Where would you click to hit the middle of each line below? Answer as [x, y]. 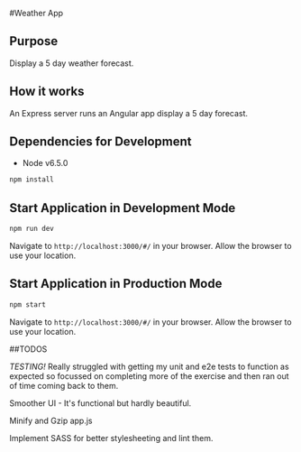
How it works [47, 92]
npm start [28, 304]
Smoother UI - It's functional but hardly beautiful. [100, 403]
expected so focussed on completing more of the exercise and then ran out [150, 376]
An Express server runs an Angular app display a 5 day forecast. [129, 113]
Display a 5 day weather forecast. [72, 63]
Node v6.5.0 [45, 163]
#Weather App [36, 13]
